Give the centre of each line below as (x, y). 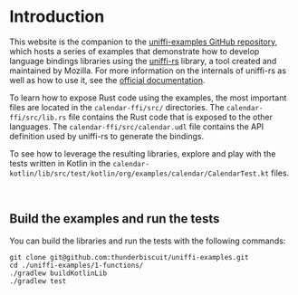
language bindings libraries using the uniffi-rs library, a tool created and (143, 61)
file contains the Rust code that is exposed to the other (171, 117)
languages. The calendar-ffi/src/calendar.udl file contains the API (137, 126)
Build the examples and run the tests (115, 219)
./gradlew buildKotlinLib (58, 273)
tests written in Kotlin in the (60, 163)
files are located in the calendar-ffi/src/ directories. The (117, 107)
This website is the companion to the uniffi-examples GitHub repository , (144, 42)
